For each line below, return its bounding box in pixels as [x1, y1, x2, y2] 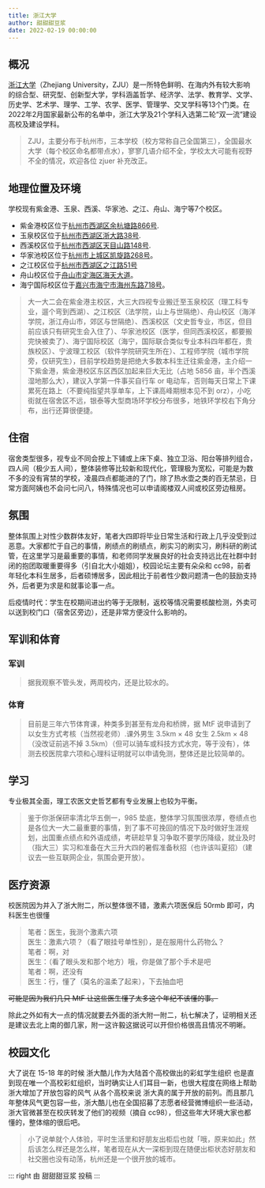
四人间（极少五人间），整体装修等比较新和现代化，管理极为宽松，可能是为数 [8, 463, 254, 473]
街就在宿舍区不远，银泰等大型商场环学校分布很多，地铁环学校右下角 [27, 396, 249, 405]
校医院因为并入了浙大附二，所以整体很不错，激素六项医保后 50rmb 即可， [8, 901, 248, 910]
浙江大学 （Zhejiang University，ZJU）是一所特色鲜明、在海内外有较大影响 [8, 80, 251, 89]
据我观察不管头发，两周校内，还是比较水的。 [27, 678, 174, 687]
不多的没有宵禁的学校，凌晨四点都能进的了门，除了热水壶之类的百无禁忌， [8, 473, 250, 482]
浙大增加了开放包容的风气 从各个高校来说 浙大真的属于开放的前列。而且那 [8, 1088, 247, 1098]
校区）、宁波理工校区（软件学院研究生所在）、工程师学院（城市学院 [34, 346, 249, 356]
